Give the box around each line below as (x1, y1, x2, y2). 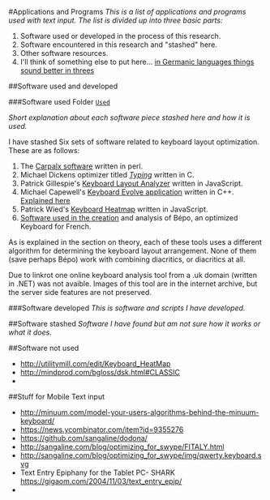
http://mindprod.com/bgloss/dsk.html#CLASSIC (19, 368, 181, 377)
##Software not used (8, 344, 79, 353)
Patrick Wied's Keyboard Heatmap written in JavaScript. (19, 204, 208, 214)
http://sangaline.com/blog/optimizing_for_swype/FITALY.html (19, 442, 225, 451)
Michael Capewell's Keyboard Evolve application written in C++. (19, 187, 234, 197)
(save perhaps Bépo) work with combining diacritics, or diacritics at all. (8, 254, 246, 264)
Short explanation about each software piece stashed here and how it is (8, 113, 251, 122)
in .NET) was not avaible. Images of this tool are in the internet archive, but (8, 279, 258, 288)
